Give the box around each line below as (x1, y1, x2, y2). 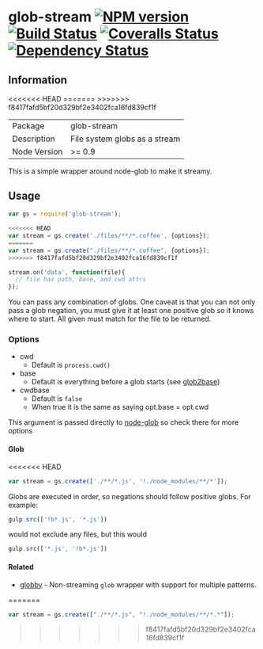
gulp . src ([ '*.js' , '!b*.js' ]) (8, 545, 108, 553)
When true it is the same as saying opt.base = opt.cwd (31, 403, 209, 412)
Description (12, 133, 55, 144)
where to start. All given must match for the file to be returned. (8, 314, 212, 324)
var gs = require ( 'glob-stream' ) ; (8, 210, 122, 218)
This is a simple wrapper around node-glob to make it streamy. (8, 166, 212, 176)
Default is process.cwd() (31, 361, 111, 370)
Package (12, 120, 45, 131)
